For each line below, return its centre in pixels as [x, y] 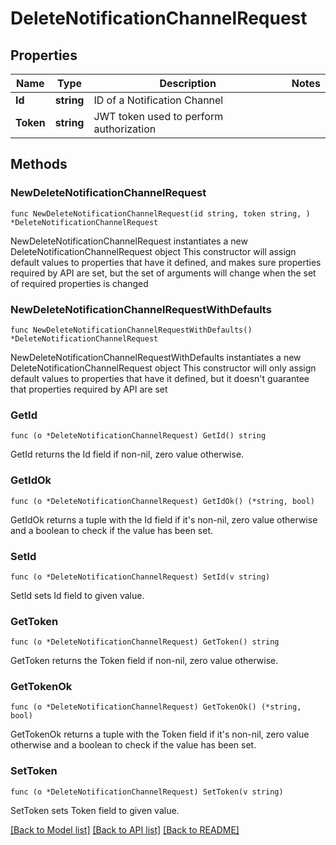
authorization [125, 129]
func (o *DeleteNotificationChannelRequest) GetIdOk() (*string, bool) [162, 501]
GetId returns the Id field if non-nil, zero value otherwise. [127, 454]
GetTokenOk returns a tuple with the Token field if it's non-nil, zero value [160, 734]
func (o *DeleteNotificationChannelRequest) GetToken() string [145, 642]
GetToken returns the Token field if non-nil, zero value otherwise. [144, 661]
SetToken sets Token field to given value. [95, 810]
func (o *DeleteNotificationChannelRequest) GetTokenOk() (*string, [156, 707]
